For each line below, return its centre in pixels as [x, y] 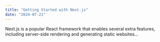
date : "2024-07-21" [25, 14]
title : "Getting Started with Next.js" [47, 10]
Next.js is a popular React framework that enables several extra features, [80, 28]
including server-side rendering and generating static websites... [72, 34]
